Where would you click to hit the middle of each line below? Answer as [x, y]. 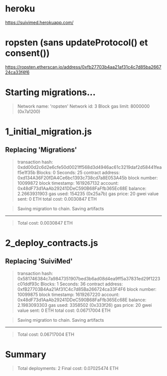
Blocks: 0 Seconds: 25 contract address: [78, 172]
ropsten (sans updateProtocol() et [77, 43]
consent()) [27, 53]
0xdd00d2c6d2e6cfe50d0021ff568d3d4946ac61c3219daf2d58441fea [89, 167]
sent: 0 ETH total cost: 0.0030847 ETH [57, 199]
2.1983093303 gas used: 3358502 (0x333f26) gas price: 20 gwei [84, 305]
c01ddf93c [28, 284]
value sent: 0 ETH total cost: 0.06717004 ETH [64, 310]
